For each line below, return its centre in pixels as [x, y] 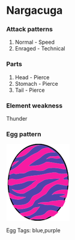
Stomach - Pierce [37, 83]
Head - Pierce [32, 77]
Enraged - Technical [40, 49]
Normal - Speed [35, 42]
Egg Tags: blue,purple [34, 230]
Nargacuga [34, 10]
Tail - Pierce [30, 90]
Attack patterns [29, 29]
